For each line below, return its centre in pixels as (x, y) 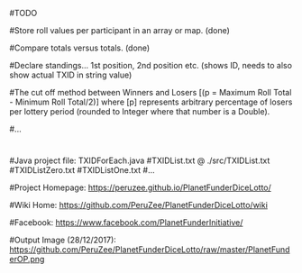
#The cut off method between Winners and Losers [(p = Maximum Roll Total (151, 92)
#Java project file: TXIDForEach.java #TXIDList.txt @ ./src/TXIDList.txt (140, 160)
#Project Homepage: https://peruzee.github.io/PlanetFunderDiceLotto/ (141, 187)
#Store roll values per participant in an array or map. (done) (119, 30)
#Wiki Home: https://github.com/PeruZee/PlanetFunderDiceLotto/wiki (139, 205)
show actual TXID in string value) (71, 75)
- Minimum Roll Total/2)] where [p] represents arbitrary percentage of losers (151, 102)
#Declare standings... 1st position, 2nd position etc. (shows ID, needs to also (151, 65)
